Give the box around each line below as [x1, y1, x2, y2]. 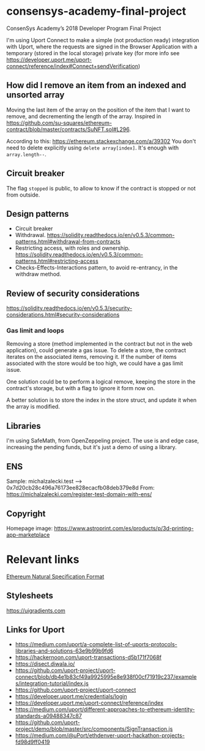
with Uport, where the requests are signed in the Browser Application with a [6, 43, 198, 50]
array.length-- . [6, 150, 47, 157]
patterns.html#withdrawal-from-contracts [15, 238, 121, 246]
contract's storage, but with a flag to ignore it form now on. [6, 385, 155, 392]
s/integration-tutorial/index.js [15, 680, 89, 687]
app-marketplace [6, 531, 50, 538]
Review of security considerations [6, 288, 140, 298]
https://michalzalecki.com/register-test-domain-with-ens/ [6, 491, 152, 498]
